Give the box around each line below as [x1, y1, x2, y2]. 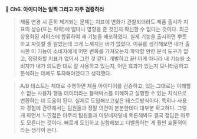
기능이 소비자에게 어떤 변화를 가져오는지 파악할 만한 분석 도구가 [37, 48, 182, 55]
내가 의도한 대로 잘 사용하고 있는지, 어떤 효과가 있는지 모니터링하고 [35, 62, 189, 69]
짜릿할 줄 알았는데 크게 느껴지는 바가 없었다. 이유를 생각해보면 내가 [31, 41, 184, 47]
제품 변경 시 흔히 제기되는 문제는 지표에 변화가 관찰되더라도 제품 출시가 [19, 18, 182, 25]
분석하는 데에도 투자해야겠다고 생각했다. [19, 70, 112, 77]
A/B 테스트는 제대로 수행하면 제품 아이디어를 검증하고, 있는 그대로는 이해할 [19, 82, 191, 89]
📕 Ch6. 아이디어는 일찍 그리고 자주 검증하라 [5, 6, 104, 12]
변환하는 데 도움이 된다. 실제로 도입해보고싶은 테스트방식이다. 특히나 [19, 97, 176, 104]
